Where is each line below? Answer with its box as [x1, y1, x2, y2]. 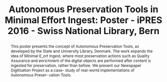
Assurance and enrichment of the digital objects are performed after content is [10, 58, 151, 63]
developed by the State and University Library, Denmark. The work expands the [10, 48, 153, 54]
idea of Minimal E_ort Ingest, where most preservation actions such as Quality [10, 53, 150, 59]
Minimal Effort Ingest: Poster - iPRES [5, 14, 162, 26]
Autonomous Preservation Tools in [9, 4, 158, 15]
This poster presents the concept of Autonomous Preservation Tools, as [10, 43, 140, 49]
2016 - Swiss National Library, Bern [7, 25, 160, 37]
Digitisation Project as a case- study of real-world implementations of [10, 67, 135, 73]
